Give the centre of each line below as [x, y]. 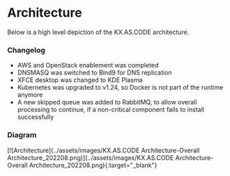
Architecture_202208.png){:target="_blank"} [93, 165]
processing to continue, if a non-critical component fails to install [110, 110]
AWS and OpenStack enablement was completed [88, 65]
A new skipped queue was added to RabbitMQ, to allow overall [107, 102]
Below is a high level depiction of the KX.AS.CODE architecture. [98, 32]
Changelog [26, 50]
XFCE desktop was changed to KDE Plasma [80, 80]
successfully [36, 117]
